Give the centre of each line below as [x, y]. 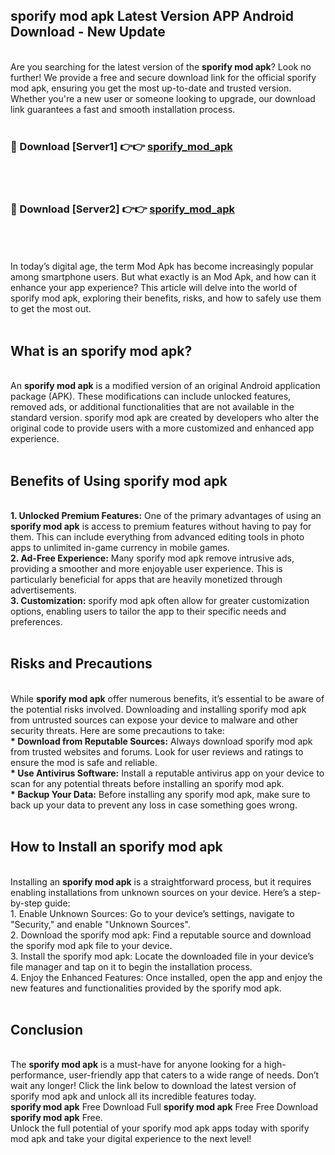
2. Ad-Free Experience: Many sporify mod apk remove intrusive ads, [152, 558]
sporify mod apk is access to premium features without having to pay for [161, 526]
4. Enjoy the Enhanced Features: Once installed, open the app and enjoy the [166, 977]
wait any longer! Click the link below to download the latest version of [153, 1086]
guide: [57, 903]
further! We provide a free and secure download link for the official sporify [163, 77]
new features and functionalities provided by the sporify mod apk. [146, 988]
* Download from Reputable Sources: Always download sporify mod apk [161, 741]
